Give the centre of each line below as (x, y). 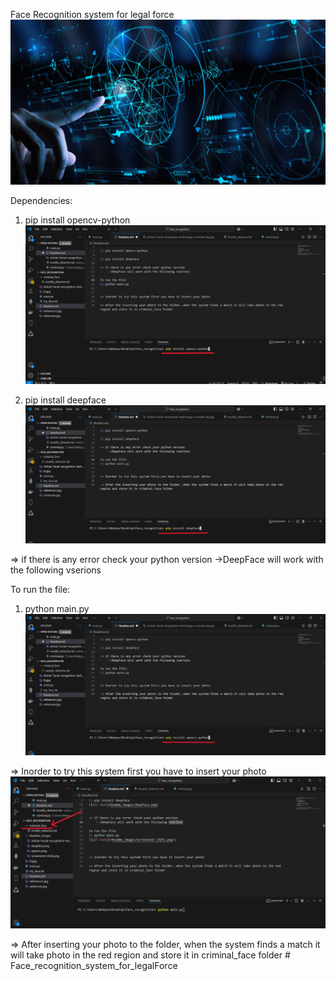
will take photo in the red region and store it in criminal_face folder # (150, 955)
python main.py (57, 609)
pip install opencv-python (77, 220)
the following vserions (56, 570)
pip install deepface (65, 400)
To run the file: (40, 590)
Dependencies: (41, 201)
